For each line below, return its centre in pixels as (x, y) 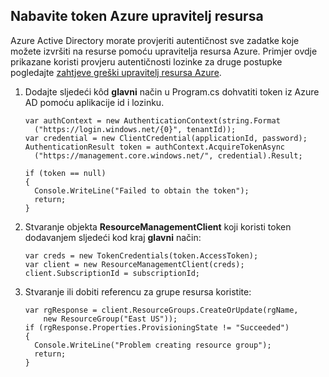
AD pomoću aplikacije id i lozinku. (94, 102)
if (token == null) (65, 173)
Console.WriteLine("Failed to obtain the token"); (142, 190)
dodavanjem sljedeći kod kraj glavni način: (113, 237)
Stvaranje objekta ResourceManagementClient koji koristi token (158, 226)
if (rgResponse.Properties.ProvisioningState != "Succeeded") (157, 327)
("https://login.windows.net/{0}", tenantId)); (135, 129)
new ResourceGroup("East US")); (110, 319)
